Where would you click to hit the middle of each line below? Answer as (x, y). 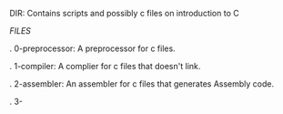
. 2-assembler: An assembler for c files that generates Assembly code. (142, 84)
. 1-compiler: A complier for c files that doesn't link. (105, 66)
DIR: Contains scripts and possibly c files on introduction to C (124, 13)
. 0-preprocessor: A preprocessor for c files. (92, 48)
